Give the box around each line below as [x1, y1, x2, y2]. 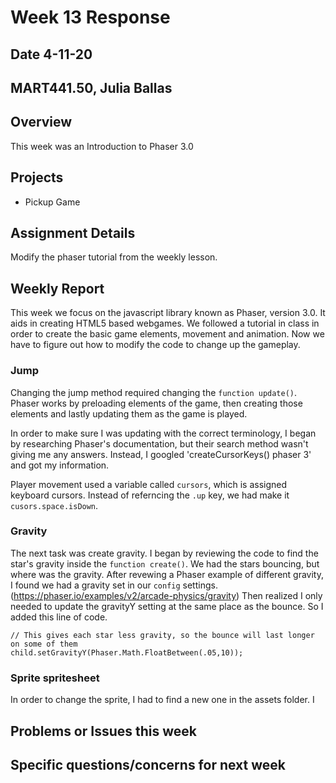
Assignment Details [10, 224, 136, 241]
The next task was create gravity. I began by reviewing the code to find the [10, 547, 319, 559]
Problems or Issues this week [10, 722, 198, 740]
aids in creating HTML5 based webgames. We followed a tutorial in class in [10, 317, 320, 330]
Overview [10, 114, 73, 131]
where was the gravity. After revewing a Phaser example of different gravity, [10, 568, 324, 580]
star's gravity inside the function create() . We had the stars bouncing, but [10, 557, 320, 570]
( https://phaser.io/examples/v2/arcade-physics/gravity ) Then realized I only [10, 589, 323, 601]
